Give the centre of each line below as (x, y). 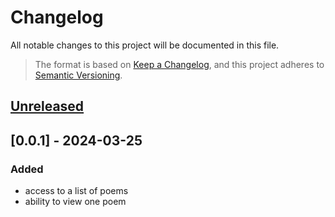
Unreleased (47, 106)
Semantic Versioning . (78, 75)
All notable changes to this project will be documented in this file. (145, 45)
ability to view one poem (75, 202)
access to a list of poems (76, 191)
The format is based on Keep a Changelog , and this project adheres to (179, 64)
